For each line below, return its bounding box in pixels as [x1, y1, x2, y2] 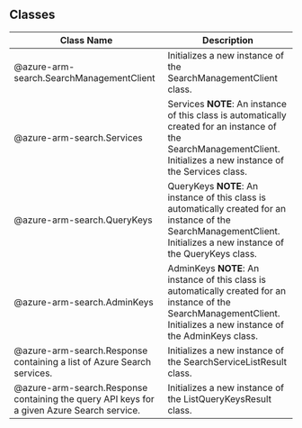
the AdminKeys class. [167, 329, 259, 341]
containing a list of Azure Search [13, 355, 151, 368]
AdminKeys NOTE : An [167, 261, 260, 274]
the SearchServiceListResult [167, 355, 288, 368]
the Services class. [167, 165, 248, 178]
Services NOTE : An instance [167, 97, 288, 110]
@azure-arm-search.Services [13, 131, 144, 143]
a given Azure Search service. [13, 404, 141, 416]
